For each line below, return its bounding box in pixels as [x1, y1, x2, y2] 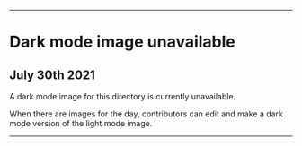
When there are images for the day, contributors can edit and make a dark [9, 108, 283, 119]
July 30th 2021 [9, 67, 96, 82]
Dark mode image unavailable [9, 32, 236, 52]
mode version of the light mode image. [9, 118, 153, 128]
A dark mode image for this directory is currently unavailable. [9, 91, 236, 101]
